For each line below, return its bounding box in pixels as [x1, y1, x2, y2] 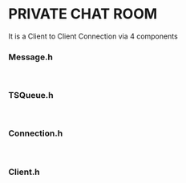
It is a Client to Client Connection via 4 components [8, 31, 178, 41]
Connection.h [8, 128, 63, 139]
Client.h [8, 166, 40, 177]
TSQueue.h [8, 90, 54, 101]
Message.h [8, 51, 54, 63]
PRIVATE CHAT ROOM [8, 5, 158, 23]
